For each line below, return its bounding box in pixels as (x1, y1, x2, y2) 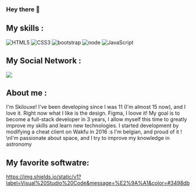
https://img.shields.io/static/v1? (6, 173, 81, 180)
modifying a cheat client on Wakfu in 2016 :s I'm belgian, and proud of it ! (6, 128, 183, 135)
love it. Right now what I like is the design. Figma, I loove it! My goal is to (6, 109, 180, 116)
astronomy (6, 140, 32, 148)
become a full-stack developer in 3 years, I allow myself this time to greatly (6, 116, 187, 123)
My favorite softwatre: (6, 157, 90, 167)
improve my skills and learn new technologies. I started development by (6, 122, 179, 129)
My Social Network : (6, 56, 82, 66)
